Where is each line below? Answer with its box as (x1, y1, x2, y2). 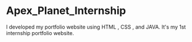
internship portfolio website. (6, 29, 74, 36)
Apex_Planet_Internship (6, 4, 127, 17)
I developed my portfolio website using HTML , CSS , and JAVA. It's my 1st (6, 23, 186, 30)
